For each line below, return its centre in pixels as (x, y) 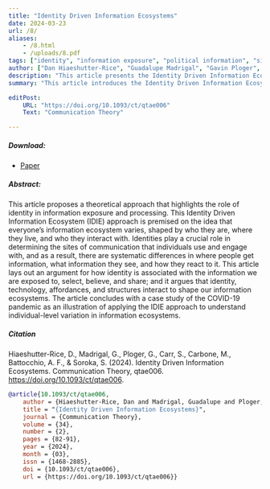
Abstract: (25, 184)
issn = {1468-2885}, (57, 462)
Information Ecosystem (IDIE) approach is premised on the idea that (121, 221)
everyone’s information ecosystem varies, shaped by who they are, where (131, 230)
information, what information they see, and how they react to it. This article (134, 264)
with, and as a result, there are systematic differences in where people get (131, 256)
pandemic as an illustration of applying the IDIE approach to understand (127, 307)
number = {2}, (46, 432)
